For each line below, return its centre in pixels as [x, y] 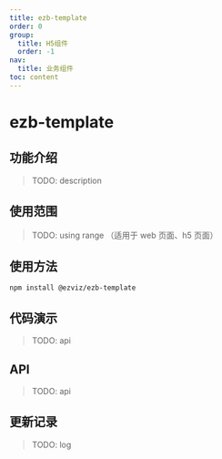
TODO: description [67, 180]
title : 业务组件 [46, 69]
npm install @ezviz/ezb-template [73, 288]
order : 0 [26, 26]
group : [22, 35]
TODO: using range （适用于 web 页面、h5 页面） [125, 235]
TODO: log [51, 444]
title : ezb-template [49, 18]
